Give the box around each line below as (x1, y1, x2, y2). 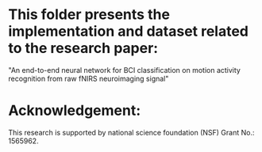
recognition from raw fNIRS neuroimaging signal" (8, 74, 169, 83)
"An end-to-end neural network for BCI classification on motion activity (8, 65, 241, 74)
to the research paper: (8, 40, 159, 57)
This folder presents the (8, 6, 171, 24)
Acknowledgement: (8, 101, 141, 120)
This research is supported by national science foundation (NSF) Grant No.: (8, 127, 255, 137)
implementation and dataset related (8, 22, 249, 40)
